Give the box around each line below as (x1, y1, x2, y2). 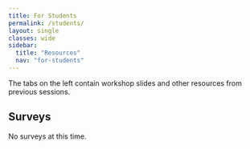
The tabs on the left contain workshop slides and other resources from (8, 78, 243, 88)
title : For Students (8, 11, 78, 20)
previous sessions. (8, 87, 71, 96)
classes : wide (8, 34, 56, 42)
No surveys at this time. (8, 131, 87, 141)
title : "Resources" (15, 49, 81, 57)
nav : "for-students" (15, 57, 84, 65)
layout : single (8, 26, 59, 34)
